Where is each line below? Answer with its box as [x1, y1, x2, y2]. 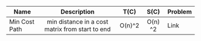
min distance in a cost [47, 18, 109, 26]
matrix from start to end [44, 25, 111, 33]
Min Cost [9, 18, 35, 26]
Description [60, 8, 95, 15]
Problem [167, 8, 192, 15]
